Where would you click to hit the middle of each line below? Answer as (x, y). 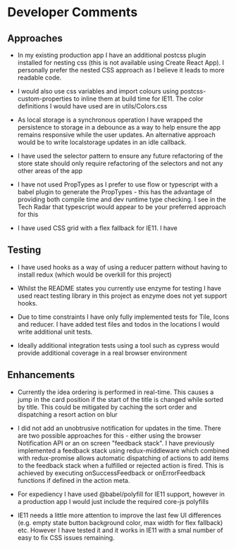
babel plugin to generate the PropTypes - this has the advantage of (115, 192)
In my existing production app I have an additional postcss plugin (112, 55)
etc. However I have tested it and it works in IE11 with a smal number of (120, 530)
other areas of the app (50, 171)
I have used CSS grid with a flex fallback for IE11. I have (98, 228)
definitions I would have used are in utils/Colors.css (92, 106)
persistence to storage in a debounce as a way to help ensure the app (119, 127)
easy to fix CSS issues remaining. (66, 537)
